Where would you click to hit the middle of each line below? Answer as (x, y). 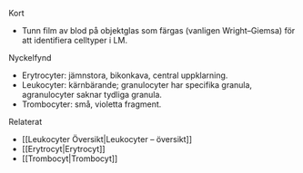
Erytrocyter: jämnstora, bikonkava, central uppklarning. (125, 75)
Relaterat (25, 122)
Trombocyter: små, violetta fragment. (91, 104)
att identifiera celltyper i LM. (75, 40)
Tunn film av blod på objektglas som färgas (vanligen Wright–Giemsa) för (158, 30)
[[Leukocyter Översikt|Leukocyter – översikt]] (107, 139)
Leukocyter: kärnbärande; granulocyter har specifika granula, (136, 85)
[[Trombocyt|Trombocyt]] (70, 159)
